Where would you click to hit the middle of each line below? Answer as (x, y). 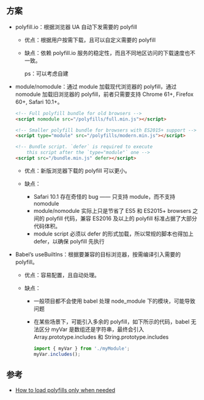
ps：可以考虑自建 (46, 73)
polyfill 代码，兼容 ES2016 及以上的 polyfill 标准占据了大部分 (121, 218)
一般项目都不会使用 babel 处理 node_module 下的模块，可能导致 (115, 301)
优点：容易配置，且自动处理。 (62, 275)
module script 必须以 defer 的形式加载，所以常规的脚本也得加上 (114, 234)
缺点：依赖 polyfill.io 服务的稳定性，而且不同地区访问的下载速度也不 (110, 53)
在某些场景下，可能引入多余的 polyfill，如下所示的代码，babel (111, 321)
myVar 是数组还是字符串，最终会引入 (98, 329)
